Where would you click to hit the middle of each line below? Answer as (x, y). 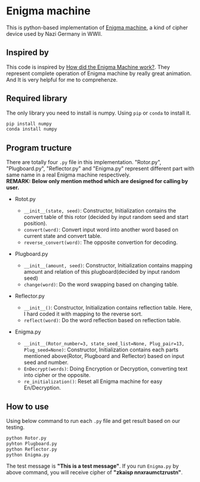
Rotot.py (25, 199)
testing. (16, 427)
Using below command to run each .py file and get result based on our (93, 421)
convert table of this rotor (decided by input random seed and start (106, 217)
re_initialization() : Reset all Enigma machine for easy (93, 381)
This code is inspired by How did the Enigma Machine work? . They (88, 67)
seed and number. (46, 363)
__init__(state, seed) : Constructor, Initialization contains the (100, 211)
